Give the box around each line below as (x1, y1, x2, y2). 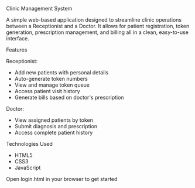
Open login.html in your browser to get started (6, 176, 118, 182)
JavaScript (14, 164, 41, 171)
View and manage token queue (14, 81, 90, 88)
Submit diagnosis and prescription (14, 123, 98, 129)
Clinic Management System (6, 5, 73, 12)
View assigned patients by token (14, 117, 94, 124)
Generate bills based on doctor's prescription (14, 94, 124, 101)
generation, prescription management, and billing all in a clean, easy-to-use (6, 29, 189, 36)
